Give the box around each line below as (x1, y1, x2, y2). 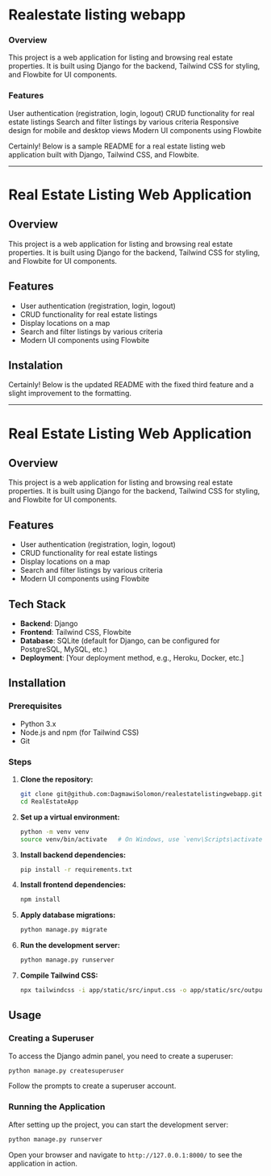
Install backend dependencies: (19, 849, 127, 860)
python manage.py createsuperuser (8, 1066, 125, 1074)
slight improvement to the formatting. (8, 389, 131, 398)
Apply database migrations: (19, 910, 116, 920)
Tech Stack (8, 597, 66, 611)
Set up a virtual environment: (19, 812, 120, 822)
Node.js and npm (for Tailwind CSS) (19, 728, 140, 737)
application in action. (8, 1158, 78, 1168)
